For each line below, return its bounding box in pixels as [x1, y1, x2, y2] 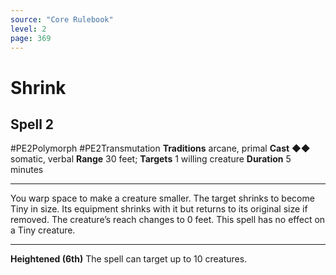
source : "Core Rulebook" [10, 14, 114, 25]
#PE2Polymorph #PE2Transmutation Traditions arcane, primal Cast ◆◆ [10, 142, 311, 155]
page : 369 [10, 33, 52, 43]
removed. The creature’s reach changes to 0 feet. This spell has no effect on [10, 214, 326, 226]
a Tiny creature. [10, 224, 76, 236]
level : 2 [10, 24, 47, 34]
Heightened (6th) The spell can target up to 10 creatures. [10, 253, 248, 265]
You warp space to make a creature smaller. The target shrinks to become [10, 192, 315, 205]
